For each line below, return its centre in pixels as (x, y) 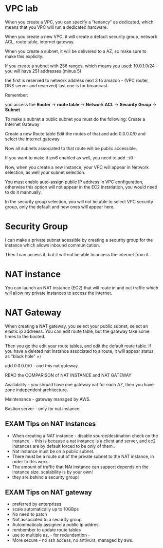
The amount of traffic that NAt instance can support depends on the (80, 467)
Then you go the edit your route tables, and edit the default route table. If (78, 346)
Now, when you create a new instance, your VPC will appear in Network (77, 167)
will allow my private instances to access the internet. (59, 293)
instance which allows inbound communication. (53, 245)
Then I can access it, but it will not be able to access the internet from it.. (78, 254)
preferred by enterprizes (37, 504)
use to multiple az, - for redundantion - (51, 535)
